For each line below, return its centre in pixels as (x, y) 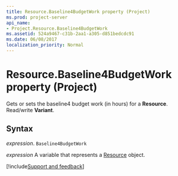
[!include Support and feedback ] (45, 166)
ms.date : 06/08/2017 (32, 39)
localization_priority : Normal (45, 45)
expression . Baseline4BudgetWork (46, 143)
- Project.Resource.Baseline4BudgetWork (57, 28)
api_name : (18, 23)
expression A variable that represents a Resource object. (76, 155)
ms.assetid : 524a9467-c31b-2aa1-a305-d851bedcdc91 (70, 34)
